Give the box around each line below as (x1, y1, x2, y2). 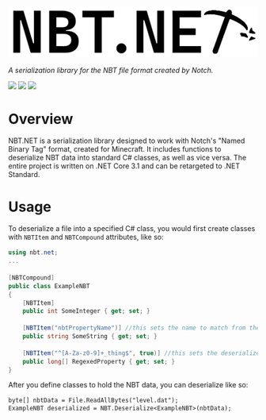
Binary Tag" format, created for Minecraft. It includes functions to (8, 144, 222, 154)
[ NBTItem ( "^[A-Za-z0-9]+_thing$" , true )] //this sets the (22, 349, 218, 357)
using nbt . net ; (8, 249, 59, 256)
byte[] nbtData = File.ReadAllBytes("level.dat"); (8, 396, 179, 405)
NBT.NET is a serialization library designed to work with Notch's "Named (8, 136, 245, 145)
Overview (8, 110, 74, 128)
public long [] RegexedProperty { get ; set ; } (22, 357, 176, 365)
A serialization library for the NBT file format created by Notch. (8, 66, 214, 75)
